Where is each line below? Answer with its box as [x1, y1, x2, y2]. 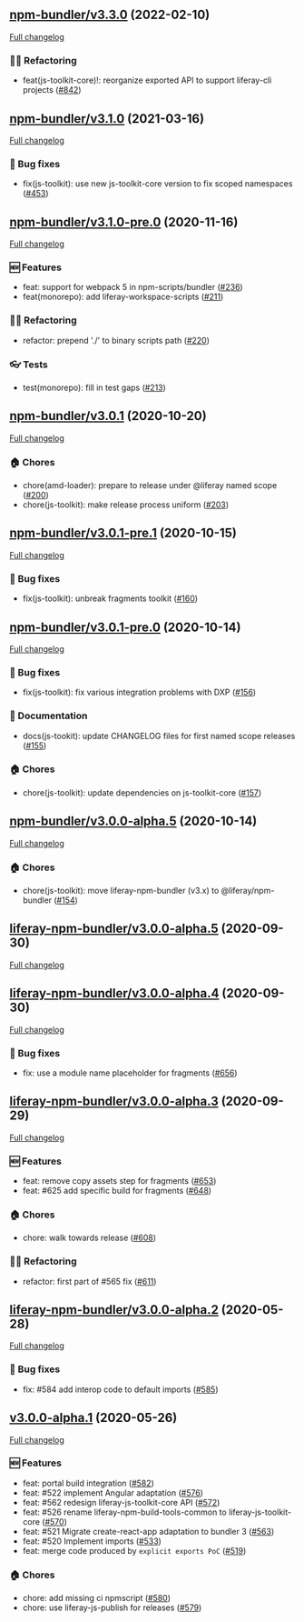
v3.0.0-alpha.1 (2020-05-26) [9, 1410, 178, 1426]
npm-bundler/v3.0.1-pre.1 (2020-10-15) [9, 526, 238, 541]
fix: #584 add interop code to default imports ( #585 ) [22, 1384, 219, 1395]
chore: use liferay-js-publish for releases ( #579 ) [22, 1602, 202, 1613]
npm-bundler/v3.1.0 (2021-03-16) [9, 111, 205, 126]
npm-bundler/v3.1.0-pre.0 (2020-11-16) [9, 214, 239, 230]
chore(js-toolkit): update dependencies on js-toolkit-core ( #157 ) [22, 786, 262, 798]
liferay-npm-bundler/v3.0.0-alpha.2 [9, 1302, 220, 1317]
